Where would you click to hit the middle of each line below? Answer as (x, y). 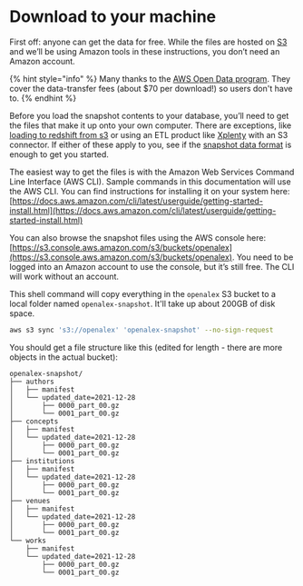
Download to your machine (112, 17)
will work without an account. (64, 276)
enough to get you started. (59, 154)
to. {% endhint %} (43, 98)
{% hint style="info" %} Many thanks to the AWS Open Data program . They (150, 78)
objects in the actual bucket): (64, 357)
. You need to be (263, 257)
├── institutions (42, 461)
